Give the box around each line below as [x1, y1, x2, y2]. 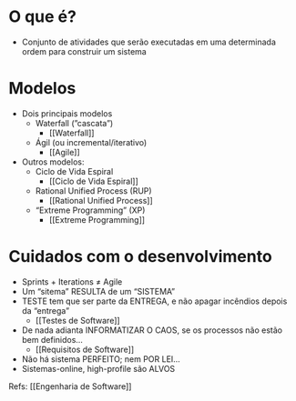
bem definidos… [21, 334, 84, 345]
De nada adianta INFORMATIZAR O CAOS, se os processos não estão [21, 325, 283, 336]
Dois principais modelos [21, 107, 113, 119]
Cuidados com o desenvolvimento [8, 246, 272, 267]
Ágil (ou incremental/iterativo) [35, 136, 148, 147]
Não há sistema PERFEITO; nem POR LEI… [21, 353, 181, 365]
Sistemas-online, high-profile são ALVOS [21, 363, 176, 374]
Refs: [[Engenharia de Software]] [8, 380, 132, 392]
